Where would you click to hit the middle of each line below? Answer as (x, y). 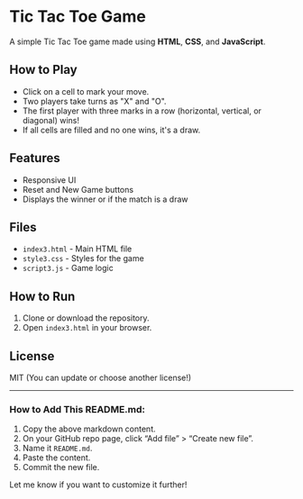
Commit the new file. (61, 467)
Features (35, 158)
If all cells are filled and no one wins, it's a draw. (111, 130)
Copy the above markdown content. (89, 429)
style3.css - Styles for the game (83, 259)
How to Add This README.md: (78, 409)
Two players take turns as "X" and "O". (94, 101)
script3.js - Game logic (68, 268)
